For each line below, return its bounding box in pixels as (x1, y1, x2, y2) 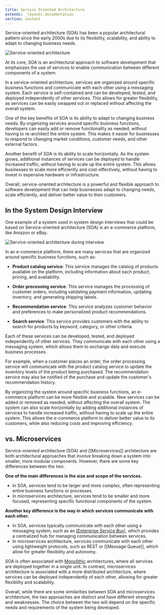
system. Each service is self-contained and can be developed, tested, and (5, 90, 156, 96)
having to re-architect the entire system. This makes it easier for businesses (5, 131, 160, 137)
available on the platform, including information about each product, (12, 269, 150, 275)
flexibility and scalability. (5, 580, 55, 585)
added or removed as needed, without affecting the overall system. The (5, 400, 150, 406)
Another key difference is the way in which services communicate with (5, 508, 154, 513)
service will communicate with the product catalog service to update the (5, 364, 152, 370)
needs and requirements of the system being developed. (5, 605, 120, 610)
